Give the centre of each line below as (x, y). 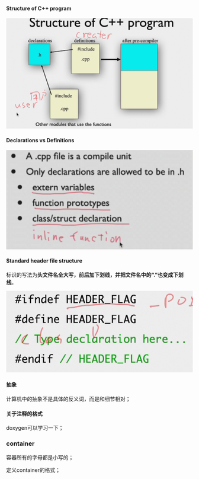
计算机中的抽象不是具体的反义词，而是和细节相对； (68, 399)
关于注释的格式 (24, 413)
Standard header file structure (44, 261)
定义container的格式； (33, 470)
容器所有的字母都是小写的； (40, 457)
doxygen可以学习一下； (35, 428)
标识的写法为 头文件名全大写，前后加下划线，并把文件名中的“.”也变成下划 (95, 274)
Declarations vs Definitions (40, 140)
